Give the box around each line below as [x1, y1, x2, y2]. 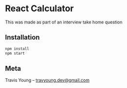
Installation [5, 33, 40, 42]
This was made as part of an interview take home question [5, 19, 123, 25]
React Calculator [5, 3, 74, 14]
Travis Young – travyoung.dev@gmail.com [5, 77, 90, 83]
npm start [5, 51, 25, 56]
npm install [5, 46, 29, 51]
